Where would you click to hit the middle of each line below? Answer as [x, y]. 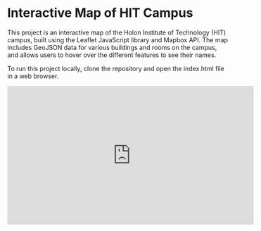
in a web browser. [33, 76]
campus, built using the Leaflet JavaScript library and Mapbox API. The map [118, 39]
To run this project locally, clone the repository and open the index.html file [116, 68]
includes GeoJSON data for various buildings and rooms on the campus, [112, 47]
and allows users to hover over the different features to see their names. [112, 55]
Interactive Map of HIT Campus [100, 13]
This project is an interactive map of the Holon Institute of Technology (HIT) [117, 32]
